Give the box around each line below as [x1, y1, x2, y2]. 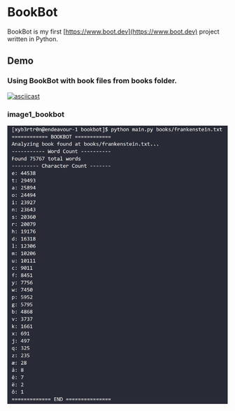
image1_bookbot [7, 109, 65, 119]
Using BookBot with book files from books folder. [7, 76, 177, 86]
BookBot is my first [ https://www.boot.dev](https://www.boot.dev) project [7, 27, 220, 36]
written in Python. [7, 34, 58, 43]
